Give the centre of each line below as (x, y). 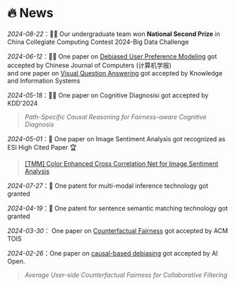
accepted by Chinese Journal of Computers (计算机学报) (89, 65)
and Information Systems (44, 81)
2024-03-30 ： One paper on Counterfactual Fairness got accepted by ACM (117, 230)
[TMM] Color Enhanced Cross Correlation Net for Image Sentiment (121, 163)
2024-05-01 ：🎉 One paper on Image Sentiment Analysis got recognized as (116, 138)
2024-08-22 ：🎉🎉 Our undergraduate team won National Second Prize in (114, 34)
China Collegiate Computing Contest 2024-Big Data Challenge (98, 42)
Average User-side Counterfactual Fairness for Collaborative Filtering (126, 275)
